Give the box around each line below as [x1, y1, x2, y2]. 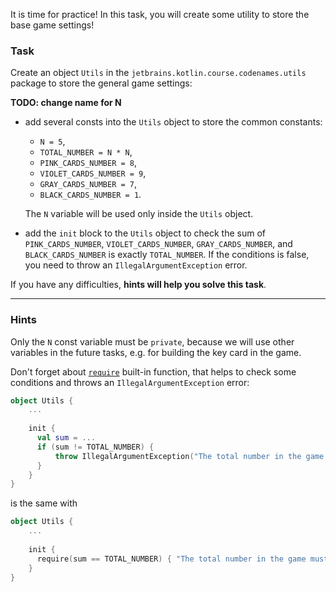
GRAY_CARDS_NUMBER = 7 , [39, 178, 137, 190]
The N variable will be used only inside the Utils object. [24, 208, 254, 220]
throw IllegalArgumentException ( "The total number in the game [54, 451, 325, 461]
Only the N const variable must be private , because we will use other [10, 335, 295, 348]
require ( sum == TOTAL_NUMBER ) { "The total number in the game [36, 554, 307, 564]
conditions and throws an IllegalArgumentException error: [10, 376, 250, 388]
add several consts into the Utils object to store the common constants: [24, 116, 323, 128]
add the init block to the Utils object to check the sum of [24, 227, 267, 239]
